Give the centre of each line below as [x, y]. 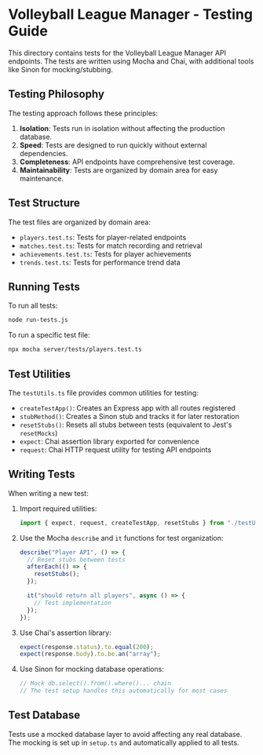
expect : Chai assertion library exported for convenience [109, 441]
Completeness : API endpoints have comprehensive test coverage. [127, 162]
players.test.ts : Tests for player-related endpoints [103, 237]
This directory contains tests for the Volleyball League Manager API [117, 53]
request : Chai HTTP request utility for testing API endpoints [115, 450]
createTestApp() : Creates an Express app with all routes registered [127, 408]
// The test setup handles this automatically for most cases [123, 691]
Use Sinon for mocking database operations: [92, 669]
